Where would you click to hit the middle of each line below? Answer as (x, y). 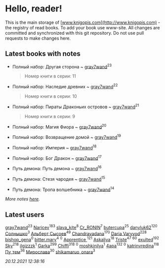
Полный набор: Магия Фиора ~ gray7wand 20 (59, 126)
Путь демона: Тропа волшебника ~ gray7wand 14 (63, 189)
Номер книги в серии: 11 (50, 76)
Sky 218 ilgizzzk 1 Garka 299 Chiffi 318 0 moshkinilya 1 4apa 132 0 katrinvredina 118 (82, 245)
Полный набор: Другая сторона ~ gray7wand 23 (62, 66)
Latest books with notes (43, 54)
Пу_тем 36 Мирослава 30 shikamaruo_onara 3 (50, 251)
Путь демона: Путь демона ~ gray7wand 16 (57, 168)
